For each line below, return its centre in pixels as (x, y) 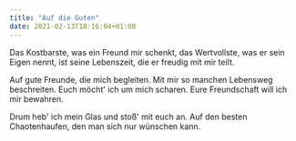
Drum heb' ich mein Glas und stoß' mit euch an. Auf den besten (128, 116)
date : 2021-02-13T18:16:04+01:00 (73, 26)
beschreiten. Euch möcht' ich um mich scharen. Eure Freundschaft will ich (148, 89)
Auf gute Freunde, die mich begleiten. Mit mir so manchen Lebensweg (141, 79)
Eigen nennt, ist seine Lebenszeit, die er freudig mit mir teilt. (122, 62)
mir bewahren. (36, 99)
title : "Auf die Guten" (55, 18)
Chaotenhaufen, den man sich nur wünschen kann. (105, 126)
